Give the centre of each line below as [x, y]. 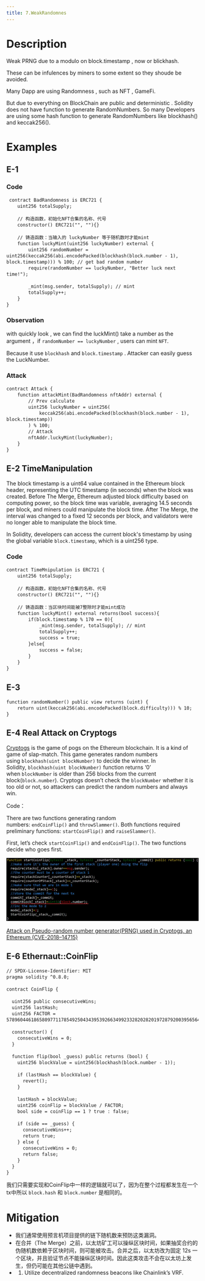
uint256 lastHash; [35, 1008]
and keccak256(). [28, 122]
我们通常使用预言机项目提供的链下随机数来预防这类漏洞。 [87, 1235]
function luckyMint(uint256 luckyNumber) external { [86, 244]
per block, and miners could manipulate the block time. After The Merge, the [102, 509]
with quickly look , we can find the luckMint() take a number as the [90, 334]
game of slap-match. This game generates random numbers [82, 754]
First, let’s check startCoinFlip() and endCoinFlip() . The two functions [96, 843]
